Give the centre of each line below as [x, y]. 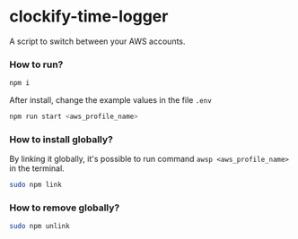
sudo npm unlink [39, 226]
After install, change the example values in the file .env [111, 100]
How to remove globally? [65, 208]
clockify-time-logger [89, 17]
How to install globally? [61, 139]
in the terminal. [37, 168]
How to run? [36, 64]
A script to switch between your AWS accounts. [97, 41]
